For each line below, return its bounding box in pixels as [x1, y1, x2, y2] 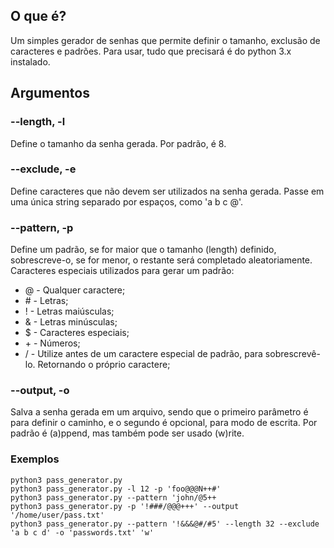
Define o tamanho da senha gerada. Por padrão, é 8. [10, 137, 227, 149]
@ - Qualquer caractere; [24, 284, 126, 296]
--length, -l [10, 115, 66, 129]
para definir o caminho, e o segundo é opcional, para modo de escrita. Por [10, 417, 318, 429]
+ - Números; [24, 337, 81, 349]
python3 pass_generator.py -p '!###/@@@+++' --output [10, 501, 240, 511]
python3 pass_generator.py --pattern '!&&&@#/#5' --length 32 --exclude [10, 519, 320, 529]
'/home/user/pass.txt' [10, 510, 105, 520]
